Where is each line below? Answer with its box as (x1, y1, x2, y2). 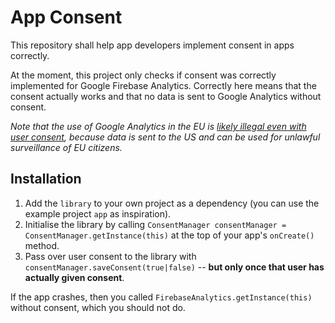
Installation (10, 171, 82, 188)
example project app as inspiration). (24, 207, 172, 220)
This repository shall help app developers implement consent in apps (10, 39, 295, 51)
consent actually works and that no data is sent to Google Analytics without (10, 90, 322, 102)
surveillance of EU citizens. (10, 141, 123, 153)
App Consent (10, 6, 123, 29)
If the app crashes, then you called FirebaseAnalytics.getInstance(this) (10, 291, 313, 303)
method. (24, 239, 60, 251)
